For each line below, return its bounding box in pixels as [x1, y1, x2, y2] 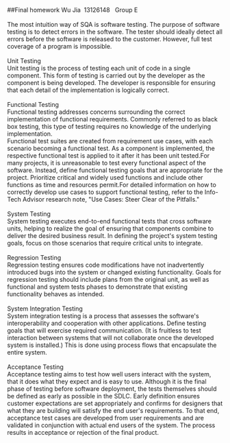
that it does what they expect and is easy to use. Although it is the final [7, 377, 207, 385]
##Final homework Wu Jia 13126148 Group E [7, 6, 138, 14]
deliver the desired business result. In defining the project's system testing [7, 232, 218, 239]
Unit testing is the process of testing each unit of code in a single [7, 64, 191, 72]
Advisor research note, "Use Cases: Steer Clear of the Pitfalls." [23, 195, 200, 203]
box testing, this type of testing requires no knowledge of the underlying [7, 123, 212, 130]
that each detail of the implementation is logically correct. [7, 86, 170, 94]
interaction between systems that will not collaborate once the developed [7, 334, 214, 342]
